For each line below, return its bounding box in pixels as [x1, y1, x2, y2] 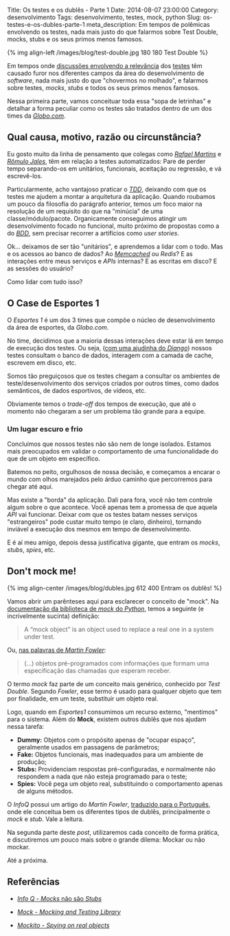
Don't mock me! [7, 566, 77, 577]
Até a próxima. [7, 856, 48, 864]
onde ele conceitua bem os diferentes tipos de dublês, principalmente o [7, 807, 211, 816]
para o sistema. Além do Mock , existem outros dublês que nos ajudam [7, 715, 207, 723]
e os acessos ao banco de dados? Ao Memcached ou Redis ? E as [7, 249, 194, 257]
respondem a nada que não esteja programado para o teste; [16, 772, 187, 780]
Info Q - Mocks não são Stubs [16, 894, 102, 902]
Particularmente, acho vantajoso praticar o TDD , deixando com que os [7, 185, 207, 193]
